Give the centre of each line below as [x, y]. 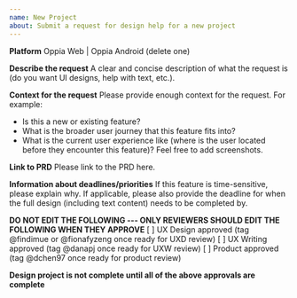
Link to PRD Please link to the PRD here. [82, 167]
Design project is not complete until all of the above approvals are [132, 275]
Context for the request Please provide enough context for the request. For [148, 95]
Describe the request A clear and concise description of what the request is [148, 68]
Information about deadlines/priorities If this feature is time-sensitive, [139, 184]
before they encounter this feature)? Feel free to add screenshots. [142, 149]
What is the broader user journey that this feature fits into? [129, 130]
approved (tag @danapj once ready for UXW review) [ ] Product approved [144, 248]
